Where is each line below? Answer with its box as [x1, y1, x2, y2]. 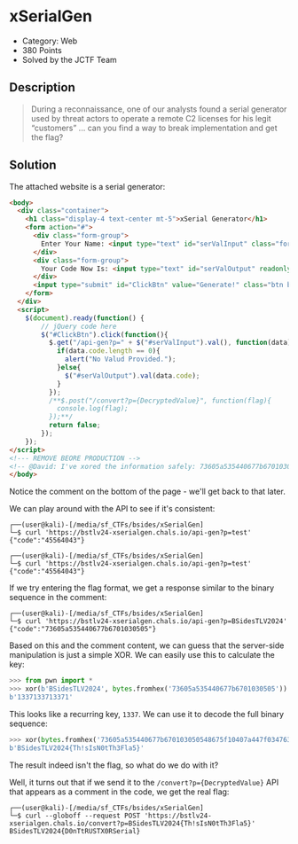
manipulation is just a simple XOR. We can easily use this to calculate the [9, 650, 275, 660]
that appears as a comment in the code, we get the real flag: [9, 786, 230, 797]
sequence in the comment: [9, 592, 107, 603]
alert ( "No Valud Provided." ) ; [65, 355, 176, 364]
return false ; [48, 421, 101, 430]
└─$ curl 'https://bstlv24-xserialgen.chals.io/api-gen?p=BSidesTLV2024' [9, 617, 288, 626]
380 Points [21, 44, 62, 55]
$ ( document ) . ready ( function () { [25, 313, 145, 323]
